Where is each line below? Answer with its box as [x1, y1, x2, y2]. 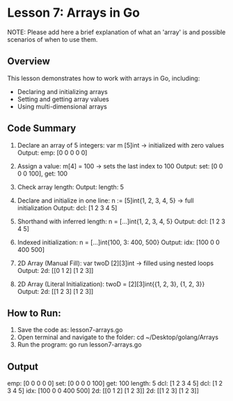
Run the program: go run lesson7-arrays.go [17, 340, 142, 349]
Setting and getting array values [17, 95, 109, 103]
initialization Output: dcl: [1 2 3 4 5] [17, 203, 118, 212]
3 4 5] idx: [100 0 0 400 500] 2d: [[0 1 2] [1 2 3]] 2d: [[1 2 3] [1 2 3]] [7, 386, 200, 395]
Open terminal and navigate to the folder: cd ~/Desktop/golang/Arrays [17, 333, 219, 342]
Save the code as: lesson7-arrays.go [17, 326, 123, 334]
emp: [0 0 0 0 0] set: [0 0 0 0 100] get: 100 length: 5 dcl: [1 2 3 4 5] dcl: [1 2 [7, 379, 223, 388]
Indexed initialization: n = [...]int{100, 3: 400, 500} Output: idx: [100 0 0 [17, 238, 220, 246]
